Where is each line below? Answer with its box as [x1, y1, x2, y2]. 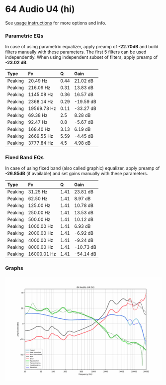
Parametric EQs [5, 32, 44, 39]
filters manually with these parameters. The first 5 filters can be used [5, 49, 147, 55]
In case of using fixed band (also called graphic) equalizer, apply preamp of [5, 165, 160, 171]
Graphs [5, 265, 23, 272]
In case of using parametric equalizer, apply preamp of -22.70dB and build [5, 44, 159, 50]
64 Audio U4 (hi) [5, 3, 75, 15]
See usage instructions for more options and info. [5, 20, 107, 26]
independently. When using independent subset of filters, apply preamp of [5, 54, 158, 60]
